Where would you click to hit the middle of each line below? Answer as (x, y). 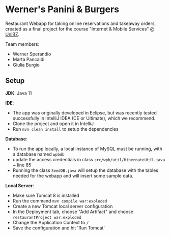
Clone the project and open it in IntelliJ (53, 124)
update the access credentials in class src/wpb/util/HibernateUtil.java (89, 159)
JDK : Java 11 (19, 93)
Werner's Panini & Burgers (62, 9)
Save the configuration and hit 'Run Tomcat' (59, 228)
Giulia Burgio (26, 65)
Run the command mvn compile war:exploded (60, 201)
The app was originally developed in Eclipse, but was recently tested (84, 112)
